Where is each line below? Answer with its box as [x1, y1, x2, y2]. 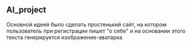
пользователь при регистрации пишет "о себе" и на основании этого [6, 27, 186, 34]
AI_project [6, 5, 47, 15]
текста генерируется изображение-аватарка [6, 33, 123, 41]
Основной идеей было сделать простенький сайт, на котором [6, 20, 167, 28]
